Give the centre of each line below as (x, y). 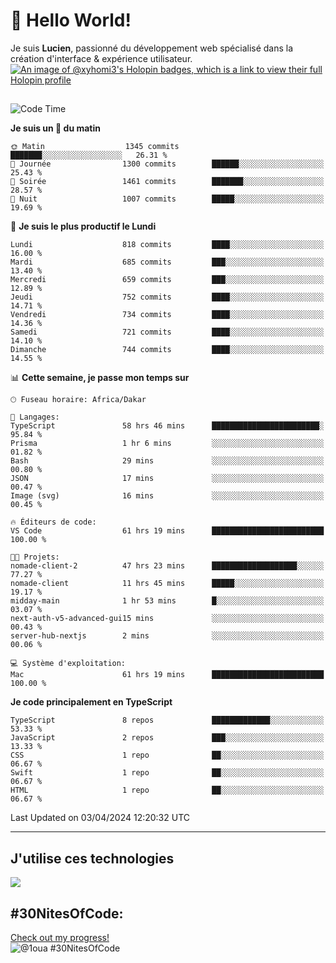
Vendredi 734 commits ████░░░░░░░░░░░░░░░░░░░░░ (167, 315)
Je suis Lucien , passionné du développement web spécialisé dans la (152, 48)
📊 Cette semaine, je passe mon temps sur (100, 378)
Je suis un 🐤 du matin (55, 128)
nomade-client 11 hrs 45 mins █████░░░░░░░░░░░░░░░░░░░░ (167, 584)
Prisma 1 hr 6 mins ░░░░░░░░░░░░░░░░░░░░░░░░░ (167, 444)
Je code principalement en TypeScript (91, 702)
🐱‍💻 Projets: (35, 557)
